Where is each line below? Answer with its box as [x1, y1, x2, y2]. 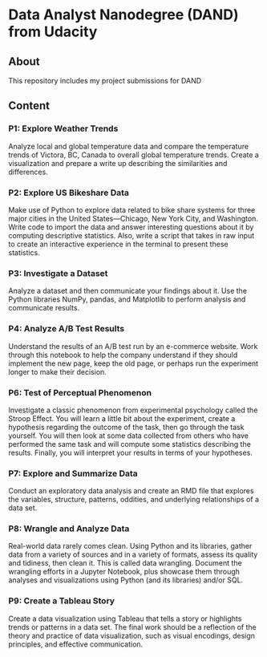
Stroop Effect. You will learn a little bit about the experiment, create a [8, 413, 236, 423]
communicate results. [8, 303, 80, 313]
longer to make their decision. [8, 367, 107, 376]
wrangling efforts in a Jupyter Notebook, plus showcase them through [8, 567, 241, 577]
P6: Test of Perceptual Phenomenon [8, 387, 152, 398]
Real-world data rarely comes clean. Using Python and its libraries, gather [8, 541, 253, 551]
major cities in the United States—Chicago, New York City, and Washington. [8, 213, 259, 223]
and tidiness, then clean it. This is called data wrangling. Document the [8, 558, 242, 568]
